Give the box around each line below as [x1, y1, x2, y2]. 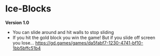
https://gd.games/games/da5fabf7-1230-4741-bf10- [35, 39, 143, 45]
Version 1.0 [5, 19, 29, 25]
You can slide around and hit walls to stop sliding [12, 29, 114, 35]
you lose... [12, 39, 34, 45]
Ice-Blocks [5, 3, 51, 14]
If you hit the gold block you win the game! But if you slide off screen [12, 34, 155, 40]
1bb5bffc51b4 [12, 45, 41, 51]
